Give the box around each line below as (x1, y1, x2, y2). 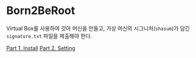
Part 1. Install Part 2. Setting (6, 44, 75, 52)
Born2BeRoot (6, 4, 75, 18)
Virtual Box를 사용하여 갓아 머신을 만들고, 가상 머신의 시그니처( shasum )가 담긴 (6, 24, 191, 32)
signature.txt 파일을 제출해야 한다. (6, 32, 93, 40)
